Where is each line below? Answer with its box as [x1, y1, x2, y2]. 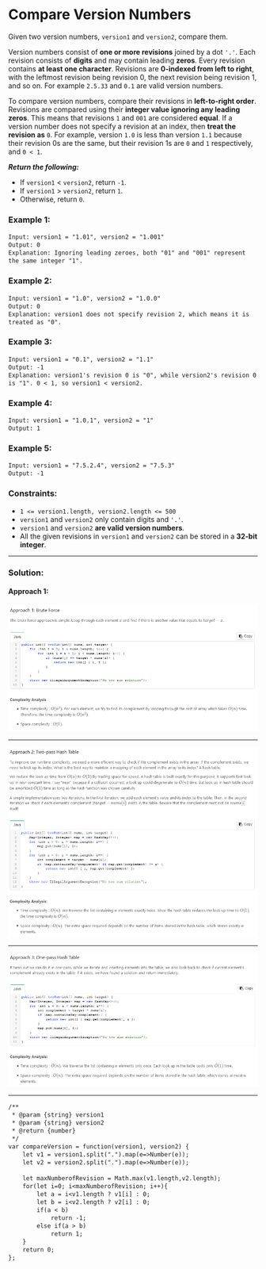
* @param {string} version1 [11, 1110, 104, 1119]
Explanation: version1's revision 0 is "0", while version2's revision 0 [8, 371, 257, 379]
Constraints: [8, 488, 58, 499]
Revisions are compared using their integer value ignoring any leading [8, 105, 241, 114]
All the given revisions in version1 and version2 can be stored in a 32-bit [19, 531, 258, 541]
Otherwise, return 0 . [19, 194, 85, 204]
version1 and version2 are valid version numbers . [19, 523, 184, 532]
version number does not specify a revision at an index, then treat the [8, 121, 236, 131]
